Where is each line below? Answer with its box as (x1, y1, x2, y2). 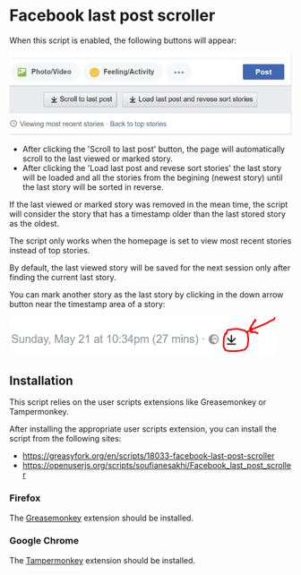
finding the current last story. (9, 272, 116, 283)
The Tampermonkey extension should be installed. (9, 554, 195, 565)
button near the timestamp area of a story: (9, 299, 166, 310)
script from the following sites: (9, 433, 122, 444)
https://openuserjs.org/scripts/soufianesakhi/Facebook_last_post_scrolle (21, 460, 292, 471)
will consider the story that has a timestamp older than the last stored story (9, 209, 287, 219)
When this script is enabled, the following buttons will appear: (9, 35, 237, 46)
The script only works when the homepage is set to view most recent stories (9, 236, 292, 246)
